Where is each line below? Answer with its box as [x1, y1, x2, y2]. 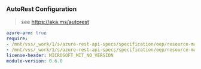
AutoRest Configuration [6, 5, 77, 13]
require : [6, 35, 28, 42]
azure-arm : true [6, 30, 47, 36]
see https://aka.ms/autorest [20, 19, 90, 26]
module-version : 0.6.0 [6, 58, 63, 64]
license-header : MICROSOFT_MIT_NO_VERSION [6, 52, 114, 58]
